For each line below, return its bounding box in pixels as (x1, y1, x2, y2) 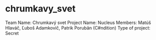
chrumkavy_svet (5, 3, 76, 14)
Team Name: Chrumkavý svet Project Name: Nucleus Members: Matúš (5, 19, 151, 25)
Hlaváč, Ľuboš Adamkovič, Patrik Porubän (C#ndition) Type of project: (5, 24, 150, 30)
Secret (5, 30, 19, 36)
